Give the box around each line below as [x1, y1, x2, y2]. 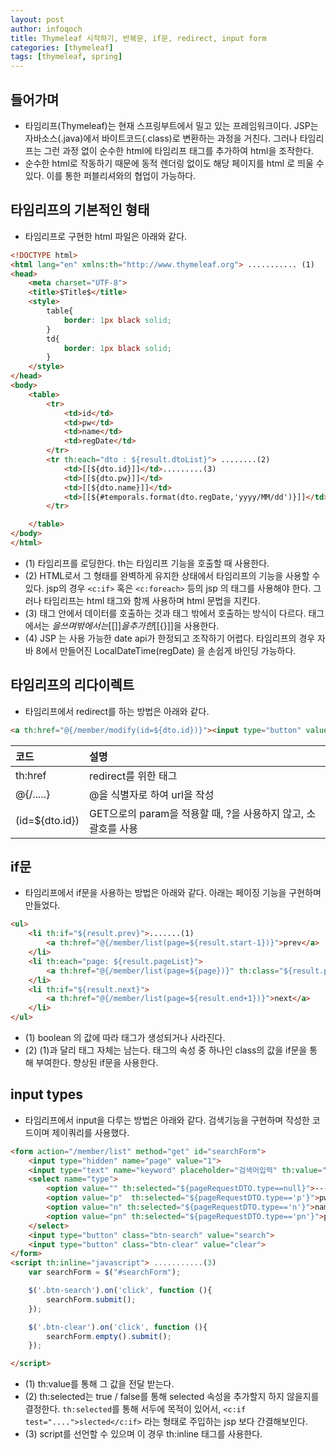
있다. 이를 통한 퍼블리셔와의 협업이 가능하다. [24, 169, 197, 181]
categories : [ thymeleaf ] [10, 42, 114, 53]
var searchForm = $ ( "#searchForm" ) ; [28, 1267, 182, 1278]
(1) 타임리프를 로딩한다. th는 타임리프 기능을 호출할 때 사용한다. [24, 557, 270, 569]
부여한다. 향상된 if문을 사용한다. [35, 1057, 159, 1068]
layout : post [10, 14, 65, 25]
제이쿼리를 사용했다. [51, 1126, 130, 1138]
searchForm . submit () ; [46, 1294, 137, 1305]
